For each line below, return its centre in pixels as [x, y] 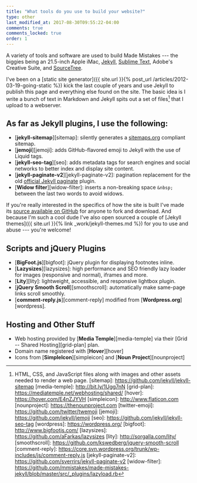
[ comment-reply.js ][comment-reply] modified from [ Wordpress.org [97, 300]
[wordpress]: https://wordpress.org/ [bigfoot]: [90, 424]
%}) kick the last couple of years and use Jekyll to [114, 85]
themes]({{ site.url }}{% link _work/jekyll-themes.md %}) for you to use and [97, 224]
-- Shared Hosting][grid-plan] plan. [57, 345]
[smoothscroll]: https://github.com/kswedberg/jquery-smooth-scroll [97, 443]
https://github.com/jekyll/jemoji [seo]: [60, 418]
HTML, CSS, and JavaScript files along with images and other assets [97, 374]
